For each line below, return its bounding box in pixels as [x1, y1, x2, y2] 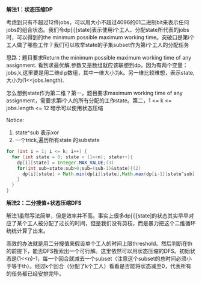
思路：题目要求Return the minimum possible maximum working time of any [6, 54, 192, 61]
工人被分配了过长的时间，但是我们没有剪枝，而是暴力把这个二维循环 [26, 220, 196, 226]
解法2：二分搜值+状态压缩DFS [6, 199, 82, 207]
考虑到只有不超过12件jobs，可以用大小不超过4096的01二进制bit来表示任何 [6, 19, 189, 26]
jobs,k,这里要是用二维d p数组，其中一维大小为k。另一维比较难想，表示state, [6, 69, 195, 76]
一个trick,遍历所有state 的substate [14, 137, 100, 143]
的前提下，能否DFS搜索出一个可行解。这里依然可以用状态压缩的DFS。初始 [6, 247, 191, 255]
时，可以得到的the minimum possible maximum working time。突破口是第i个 [6, 34, 195, 41]
